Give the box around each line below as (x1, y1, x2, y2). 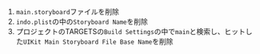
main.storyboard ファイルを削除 (15, 7, 120, 16)
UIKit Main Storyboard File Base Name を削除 (22, 37, 174, 46)
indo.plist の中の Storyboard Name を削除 (15, 17, 148, 26)
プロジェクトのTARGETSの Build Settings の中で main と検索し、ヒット (15, 27, 246, 36)
